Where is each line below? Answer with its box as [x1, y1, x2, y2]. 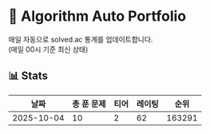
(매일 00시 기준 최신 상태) [8, 44, 89, 54]
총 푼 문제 [71, 98, 106, 109]
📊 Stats [8, 69, 49, 83]
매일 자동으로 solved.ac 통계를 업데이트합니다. [8, 34, 153, 44]
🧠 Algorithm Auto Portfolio [8, 7, 186, 26]
